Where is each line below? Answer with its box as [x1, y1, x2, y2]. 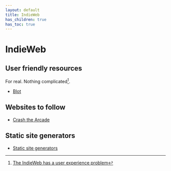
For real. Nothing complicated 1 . [5, 78, 70, 84]
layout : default [5, 7, 40, 13]
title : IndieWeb [5, 12, 40, 17]
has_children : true [5, 17, 47, 22]
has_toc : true [5, 21, 36, 27]
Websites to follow [5, 103, 66, 112]
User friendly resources [5, 64, 82, 72]
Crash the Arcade [12, 116, 50, 123]
